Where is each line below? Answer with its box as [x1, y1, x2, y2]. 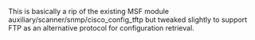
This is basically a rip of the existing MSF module [8, 7, 170, 16]
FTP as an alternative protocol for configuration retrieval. [8, 24, 195, 32]
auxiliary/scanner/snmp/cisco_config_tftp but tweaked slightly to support [8, 15, 248, 24]
